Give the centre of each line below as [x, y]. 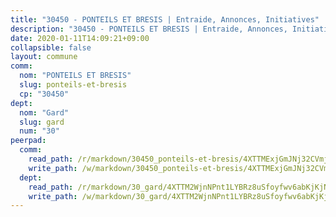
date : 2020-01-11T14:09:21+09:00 [80, 38]
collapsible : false [51, 47]
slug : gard [42, 122]
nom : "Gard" [44, 112]
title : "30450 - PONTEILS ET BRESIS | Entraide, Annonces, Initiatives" [165, 19]
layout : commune [44, 57]
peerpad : [28, 141]
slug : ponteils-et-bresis [73, 85]
